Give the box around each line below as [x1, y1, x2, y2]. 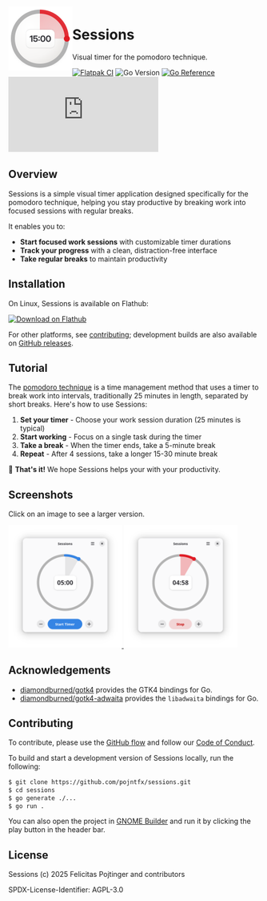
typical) [19, 423, 46, 434]
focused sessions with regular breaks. [8, 206, 134, 216]
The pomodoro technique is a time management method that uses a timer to [8, 382, 259, 392]
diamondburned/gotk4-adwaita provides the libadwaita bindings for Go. [19, 693, 259, 703]
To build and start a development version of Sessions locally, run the [8, 754, 234, 763]
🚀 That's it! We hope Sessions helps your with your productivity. [8, 465, 221, 475]
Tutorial [8, 361, 48, 374]
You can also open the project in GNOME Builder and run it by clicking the [8, 816, 252, 826]
